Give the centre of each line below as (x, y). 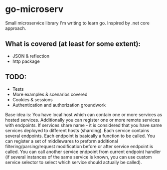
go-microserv (34, 9)
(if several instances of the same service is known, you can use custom (79, 157)
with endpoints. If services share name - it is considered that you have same (83, 125)
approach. (16, 28)
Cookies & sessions (33, 99)
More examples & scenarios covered (50, 94)
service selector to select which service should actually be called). (74, 162)
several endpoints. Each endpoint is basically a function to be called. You (80, 136)
